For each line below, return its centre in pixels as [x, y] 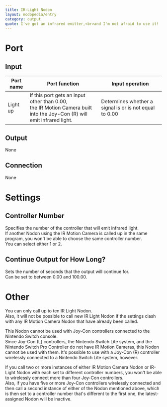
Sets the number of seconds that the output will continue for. [67, 271]
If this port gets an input [57, 95]
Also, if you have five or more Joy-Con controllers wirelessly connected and [83, 383]
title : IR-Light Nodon [29, 10]
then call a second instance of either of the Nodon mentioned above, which [82, 388]
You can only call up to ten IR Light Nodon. [49, 311]
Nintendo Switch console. [32, 336]
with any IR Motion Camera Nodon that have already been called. [72, 321]
